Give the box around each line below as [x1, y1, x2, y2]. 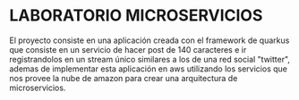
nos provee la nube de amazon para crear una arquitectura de [9, 72, 238, 83]
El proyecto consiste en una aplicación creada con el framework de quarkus [9, 35, 290, 46]
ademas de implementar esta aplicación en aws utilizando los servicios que [9, 63, 288, 74]
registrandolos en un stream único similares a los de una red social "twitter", [9, 54, 291, 64]
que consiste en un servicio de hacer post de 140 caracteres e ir [9, 44, 247, 54]
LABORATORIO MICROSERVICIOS [9, 5, 263, 26]
